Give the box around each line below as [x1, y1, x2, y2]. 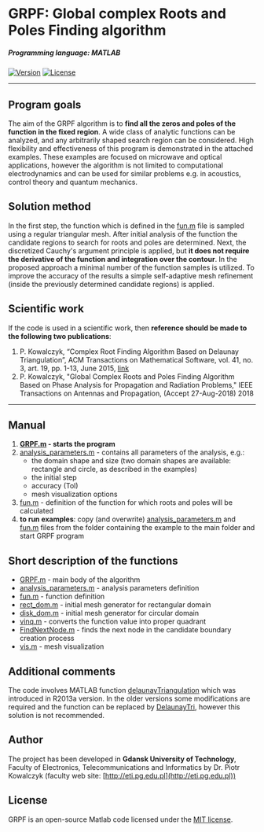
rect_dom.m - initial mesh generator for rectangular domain [19, 600, 211, 609]
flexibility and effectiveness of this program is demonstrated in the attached [8, 143, 254, 153]
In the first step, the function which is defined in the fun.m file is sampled [8, 221, 245, 230]
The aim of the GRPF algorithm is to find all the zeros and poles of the [8, 119, 236, 128]
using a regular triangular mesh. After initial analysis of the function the [8, 229, 238, 238]
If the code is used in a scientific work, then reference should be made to [8, 323, 247, 333]
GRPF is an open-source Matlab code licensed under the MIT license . [8, 815, 233, 824]
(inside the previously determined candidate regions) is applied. [8, 279, 214, 289]
